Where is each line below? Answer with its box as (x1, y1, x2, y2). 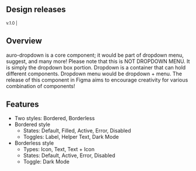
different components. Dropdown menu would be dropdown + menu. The (6, 70, 183, 77)
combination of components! (6, 82, 76, 89)
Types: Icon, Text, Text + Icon (23, 146, 95, 153)
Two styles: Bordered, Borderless (14, 115, 95, 122)
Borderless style (14, 139, 54, 146)
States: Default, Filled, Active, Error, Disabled (23, 127, 131, 134)
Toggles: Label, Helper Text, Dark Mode (23, 134, 119, 141)
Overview (6, 36, 43, 46)
